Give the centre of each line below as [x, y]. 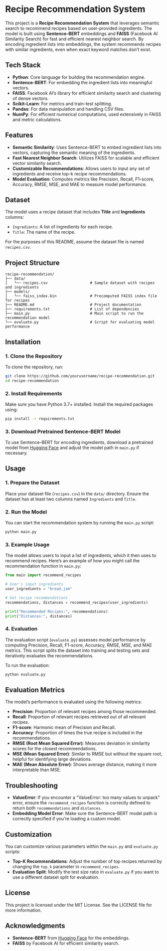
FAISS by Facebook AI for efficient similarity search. [66, 943]
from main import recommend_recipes [43, 575]
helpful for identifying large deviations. [52, 759]
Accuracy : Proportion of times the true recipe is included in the [78, 733]
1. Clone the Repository [34, 356]
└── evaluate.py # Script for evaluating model [80, 322]
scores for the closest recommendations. [55, 749]
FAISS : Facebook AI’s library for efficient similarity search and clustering [86, 93]
